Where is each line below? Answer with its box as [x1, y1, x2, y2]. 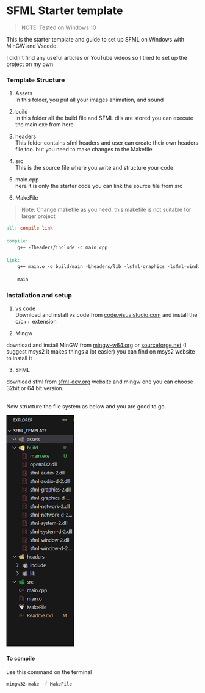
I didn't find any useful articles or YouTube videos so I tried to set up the [6, 54, 187, 61]
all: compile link [6, 225, 53, 231]
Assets [15, 90, 33, 97]
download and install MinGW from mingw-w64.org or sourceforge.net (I [6, 341, 187, 349]
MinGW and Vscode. [6, 42, 58, 49]
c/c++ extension [15, 318, 57, 325]
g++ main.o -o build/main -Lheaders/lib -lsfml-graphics [17, 264, 165, 270]
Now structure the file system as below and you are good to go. [6, 403, 167, 410]
